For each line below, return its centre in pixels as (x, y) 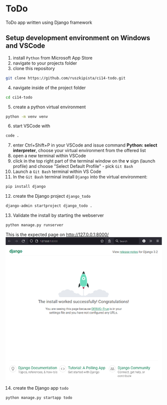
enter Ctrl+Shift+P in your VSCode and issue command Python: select (85, 145)
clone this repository (34, 68)
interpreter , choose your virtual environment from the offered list (79, 151)
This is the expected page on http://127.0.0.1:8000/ (57, 235)
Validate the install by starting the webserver (58, 215)
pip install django (26, 187)
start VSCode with (31, 126)
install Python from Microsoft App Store (53, 58)
